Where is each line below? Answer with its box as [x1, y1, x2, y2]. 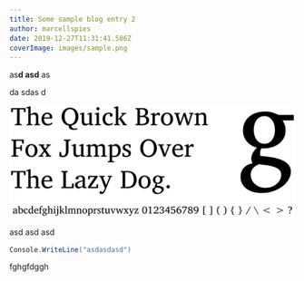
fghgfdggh [9, 261, 50, 272]
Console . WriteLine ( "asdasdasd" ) [9, 245, 132, 254]
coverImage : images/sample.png [9, 44, 128, 53]
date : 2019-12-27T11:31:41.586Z [9, 34, 132, 43]
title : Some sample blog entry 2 [9, 15, 136, 24]
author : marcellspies [9, 24, 92, 34]
